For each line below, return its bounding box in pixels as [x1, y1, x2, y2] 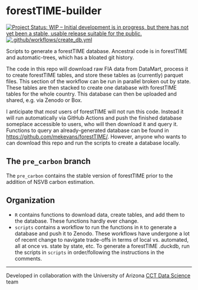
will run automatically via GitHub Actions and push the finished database [6, 114, 183, 121]
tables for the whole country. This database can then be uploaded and [6, 90, 177, 97]
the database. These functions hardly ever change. [14, 217, 139, 225]
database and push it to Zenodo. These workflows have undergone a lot [14, 230, 190, 237]
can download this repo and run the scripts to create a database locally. [6, 139, 180, 146]
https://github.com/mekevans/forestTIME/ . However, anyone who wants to [6, 133, 187, 140]
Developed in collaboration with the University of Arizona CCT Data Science [6, 272, 191, 279]
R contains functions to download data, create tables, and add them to [14, 211, 185, 218]
